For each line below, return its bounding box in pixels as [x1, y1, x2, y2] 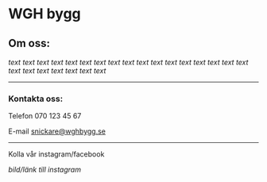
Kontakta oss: [8, 93, 64, 104]
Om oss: [8, 37, 50, 50]
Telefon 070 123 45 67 [8, 111, 82, 121]
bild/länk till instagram [8, 165, 82, 175]
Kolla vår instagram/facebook [8, 149, 105, 159]
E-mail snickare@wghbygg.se [8, 126, 106, 136]
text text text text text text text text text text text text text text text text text [8, 57, 249, 67]
